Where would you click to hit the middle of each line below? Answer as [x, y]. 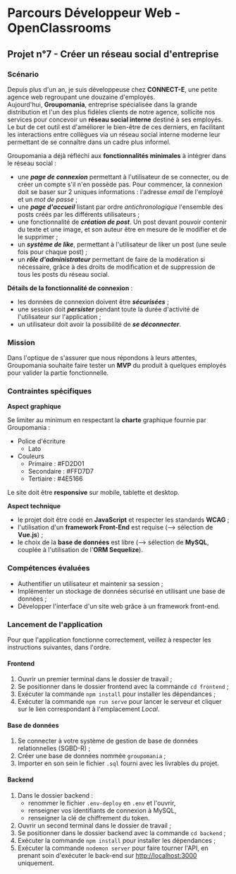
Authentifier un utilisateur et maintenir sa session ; [90, 583]
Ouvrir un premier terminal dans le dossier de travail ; [95, 679]
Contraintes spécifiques [50, 391]
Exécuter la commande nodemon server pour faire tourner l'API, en [113, 848]
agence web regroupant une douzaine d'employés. [81, 97]
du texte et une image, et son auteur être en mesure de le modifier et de [122, 229]
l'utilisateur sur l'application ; [59, 316]
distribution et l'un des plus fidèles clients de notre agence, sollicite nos [111, 112]
